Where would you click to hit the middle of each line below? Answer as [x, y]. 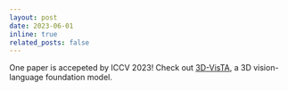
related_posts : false [49, 42]
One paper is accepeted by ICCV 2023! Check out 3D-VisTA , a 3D [131, 68]
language [26, 78]
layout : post [33, 17]
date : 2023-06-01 [41, 26]
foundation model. [79, 78]
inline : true [33, 34]
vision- [266, 68]
